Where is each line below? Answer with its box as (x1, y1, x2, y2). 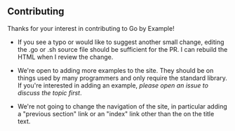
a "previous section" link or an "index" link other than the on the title (17, 109, 215, 118)
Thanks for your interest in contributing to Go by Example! (7, 24, 175, 32)
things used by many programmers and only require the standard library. (17, 74, 228, 82)
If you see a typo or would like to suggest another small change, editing (17, 38, 224, 46)
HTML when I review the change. (17, 53, 114, 61)
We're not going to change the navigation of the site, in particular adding (17, 102, 228, 111)
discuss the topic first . (17, 88, 82, 97)
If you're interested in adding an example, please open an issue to (17, 81, 209, 90)
